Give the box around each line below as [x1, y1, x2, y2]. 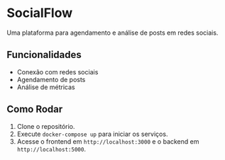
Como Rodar [6, 103, 63, 115]
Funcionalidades [6, 49, 82, 61]
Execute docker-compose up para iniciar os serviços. [16, 130, 168, 138]
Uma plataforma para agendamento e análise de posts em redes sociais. [6, 28, 219, 37]
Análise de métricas [16, 83, 75, 91]
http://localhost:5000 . [16, 144, 87, 153]
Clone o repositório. [16, 122, 75, 130]
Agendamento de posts [16, 75, 86, 84]
